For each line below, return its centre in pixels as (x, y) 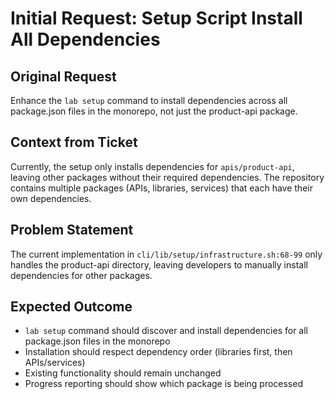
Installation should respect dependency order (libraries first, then (158, 352)
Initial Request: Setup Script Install (156, 18)
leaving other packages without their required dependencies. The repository (167, 177)
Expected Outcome (71, 307)
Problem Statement (72, 230)
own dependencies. (51, 198)
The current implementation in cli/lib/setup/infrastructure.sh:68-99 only (166, 254)
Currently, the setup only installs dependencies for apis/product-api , (152, 166)
